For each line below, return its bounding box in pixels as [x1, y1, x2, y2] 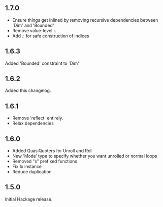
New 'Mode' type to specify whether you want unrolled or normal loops [12, 153, 158, 159]
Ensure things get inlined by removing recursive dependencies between [12, 17, 159, 23]
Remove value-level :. [12, 27, 57, 34]
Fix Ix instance [12, 164, 42, 169]
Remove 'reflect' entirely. [12, 115, 64, 121]
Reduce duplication [12, 169, 52, 175]
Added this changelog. [5, 87, 51, 93]
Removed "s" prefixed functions [12, 158, 77, 165]
